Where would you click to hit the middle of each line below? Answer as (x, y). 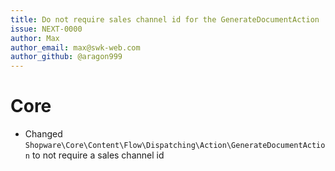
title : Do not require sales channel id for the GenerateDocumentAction (165, 19)
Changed (43, 134)
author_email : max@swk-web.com (75, 47)
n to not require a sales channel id (94, 155)
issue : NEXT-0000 (46, 29)
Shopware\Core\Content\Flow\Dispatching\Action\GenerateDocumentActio (175, 146)
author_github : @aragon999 (66, 57)
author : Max (35, 38)
